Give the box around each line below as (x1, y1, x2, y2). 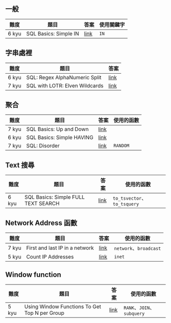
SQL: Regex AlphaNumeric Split (26, 74, 102, 81)
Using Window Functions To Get (24, 303, 101, 310)
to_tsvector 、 (112, 195, 147, 202)
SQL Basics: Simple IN (26, 30, 79, 37)
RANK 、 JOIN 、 (124, 304, 155, 311)
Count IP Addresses (26, 253, 74, 261)
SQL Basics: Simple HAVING (26, 134, 94, 141)
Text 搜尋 (5, 160, 35, 169)
